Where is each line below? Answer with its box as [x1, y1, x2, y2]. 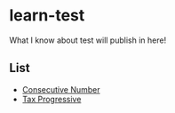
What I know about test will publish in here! [9, 35, 167, 45]
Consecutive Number [21, 84, 100, 94]
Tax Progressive [21, 93, 82, 104]
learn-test [9, 5, 85, 26]
